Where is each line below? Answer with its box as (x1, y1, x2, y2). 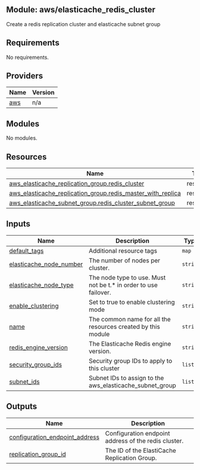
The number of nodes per (88, 256, 161, 264)
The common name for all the (88, 315, 171, 323)
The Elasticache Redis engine (88, 339, 171, 347)
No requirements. (6, 54, 49, 61)
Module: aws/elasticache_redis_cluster (6, 5, 156, 15)
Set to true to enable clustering (88, 297, 175, 306)
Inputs (6, 219, 31, 229)
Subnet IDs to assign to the (88, 374, 164, 382)
